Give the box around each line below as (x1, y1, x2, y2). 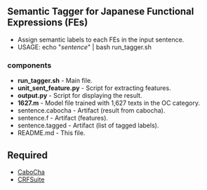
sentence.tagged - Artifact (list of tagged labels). (17, 121, 159, 129)
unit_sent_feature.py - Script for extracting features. (17, 84, 171, 92)
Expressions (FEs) (7, 17, 88, 29)
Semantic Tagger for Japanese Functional (7, 6, 194, 18)
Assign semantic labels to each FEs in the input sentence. (17, 35, 185, 44)
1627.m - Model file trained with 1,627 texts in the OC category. (17, 99, 200, 108)
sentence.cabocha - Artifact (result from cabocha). (17, 106, 166, 115)
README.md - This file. (17, 129, 86, 137)
